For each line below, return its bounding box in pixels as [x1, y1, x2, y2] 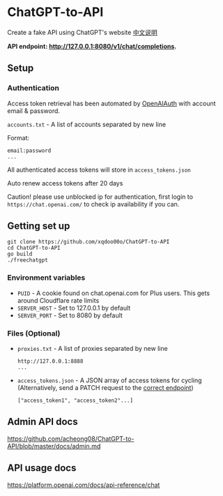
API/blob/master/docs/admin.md [7, 442, 101, 450]
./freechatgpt [7, 257, 49, 264]
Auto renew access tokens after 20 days [7, 179, 123, 187]
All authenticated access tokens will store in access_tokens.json [7, 165, 191, 174]
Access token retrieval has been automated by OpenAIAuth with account [7, 99, 216, 107]
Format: [7, 133, 30, 142]
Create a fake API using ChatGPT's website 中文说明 [7, 28, 158, 36]
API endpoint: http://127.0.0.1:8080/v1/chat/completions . [7, 42, 177, 50]
